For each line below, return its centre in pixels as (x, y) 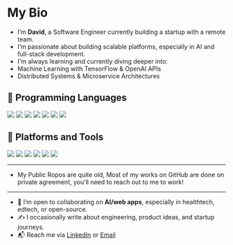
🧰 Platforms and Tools (55, 137)
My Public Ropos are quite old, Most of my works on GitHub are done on (121, 174)
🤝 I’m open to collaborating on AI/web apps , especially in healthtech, (116, 201)
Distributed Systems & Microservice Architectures (88, 76)
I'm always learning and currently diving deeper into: (93, 61)
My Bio (28, 13)
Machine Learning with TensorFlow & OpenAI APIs (89, 69)
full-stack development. (51, 54)
